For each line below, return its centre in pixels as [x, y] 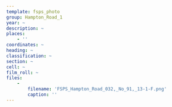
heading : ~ [20, 51]
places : [16, 34]
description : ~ [25, 28]
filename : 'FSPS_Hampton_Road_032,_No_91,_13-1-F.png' [97, 89]
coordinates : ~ [25, 45]
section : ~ [20, 61]
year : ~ [16, 23]
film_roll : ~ [22, 73]
